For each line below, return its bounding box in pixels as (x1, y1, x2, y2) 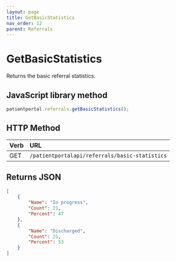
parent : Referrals (6, 26, 53, 32)
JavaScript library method (6, 90, 108, 101)
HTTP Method (6, 123, 61, 133)
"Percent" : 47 (28, 211, 64, 217)
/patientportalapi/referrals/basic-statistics (29, 152, 167, 159)
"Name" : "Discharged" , (28, 228, 86, 234)
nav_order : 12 (6, 20, 43, 26)
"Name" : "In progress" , (28, 199, 88, 206)
